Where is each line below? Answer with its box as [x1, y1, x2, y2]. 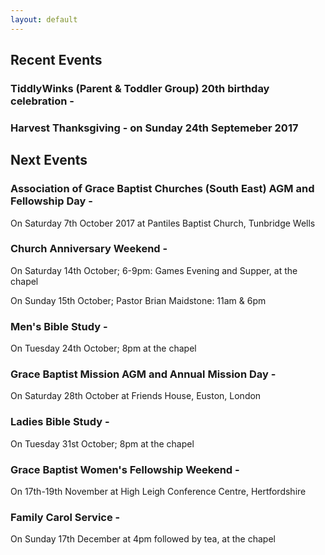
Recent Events [10, 52, 103, 69]
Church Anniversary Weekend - [10, 242, 168, 256]
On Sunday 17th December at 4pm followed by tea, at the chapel [10, 533, 276, 545]
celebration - [10, 94, 75, 108]
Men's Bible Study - [10, 319, 108, 333]
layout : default [10, 14, 78, 25]
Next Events [10, 152, 88, 169]
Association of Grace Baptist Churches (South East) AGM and [10, 182, 315, 196]
